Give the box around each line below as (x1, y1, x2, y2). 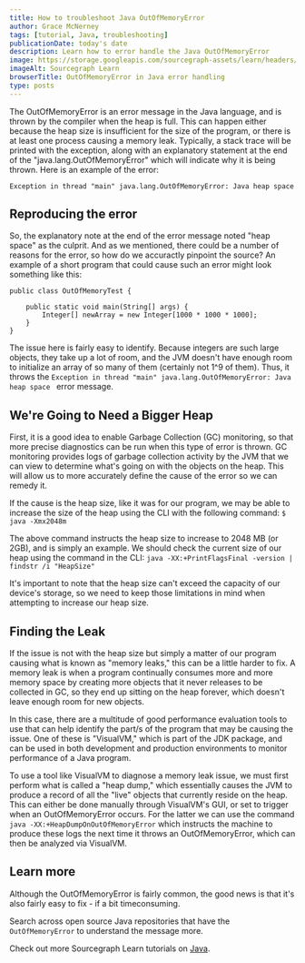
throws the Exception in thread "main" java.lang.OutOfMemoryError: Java (9, 371, 292, 382)
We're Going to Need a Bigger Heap (9, 407, 213, 423)
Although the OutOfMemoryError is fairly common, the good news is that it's (9, 888, 295, 899)
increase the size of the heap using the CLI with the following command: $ (9, 507, 286, 519)
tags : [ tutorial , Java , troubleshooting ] (9, 30, 169, 39)
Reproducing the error (9, 207, 138, 222)
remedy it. (9, 480, 48, 492)
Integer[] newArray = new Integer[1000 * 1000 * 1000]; (42, 310, 258, 319)
